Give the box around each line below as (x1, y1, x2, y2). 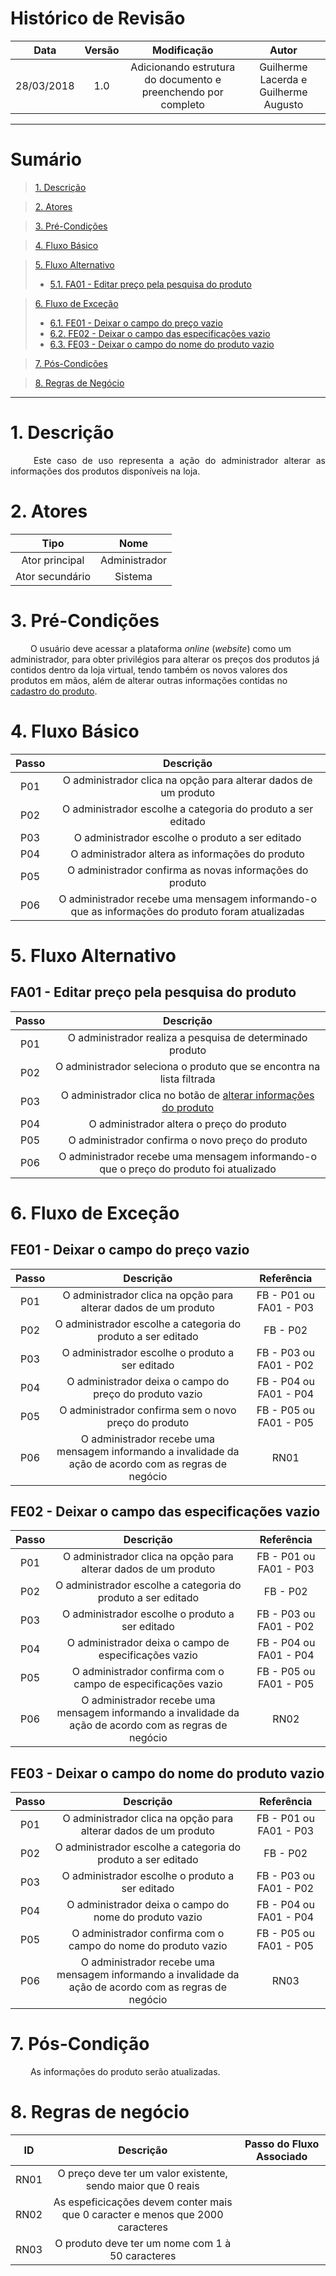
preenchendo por (141, 85, 224, 99)
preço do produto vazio (93, 1387, 203, 1401)
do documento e (144, 72, 222, 86)
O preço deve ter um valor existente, (57, 2167, 228, 2181)
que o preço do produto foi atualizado (99, 1162, 277, 1176)
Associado (255, 2150, 308, 2164)
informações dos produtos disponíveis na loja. (10, 465, 201, 477)
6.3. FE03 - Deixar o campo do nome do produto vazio (49, 338, 275, 350)
